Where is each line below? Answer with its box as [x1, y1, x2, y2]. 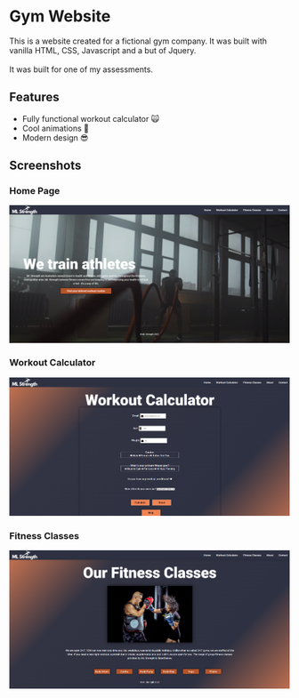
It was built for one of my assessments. [9, 64, 154, 75]
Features [9, 90, 60, 105]
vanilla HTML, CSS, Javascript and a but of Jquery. [9, 44, 197, 55]
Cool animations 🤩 [21, 123, 89, 133]
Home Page [9, 185, 61, 197]
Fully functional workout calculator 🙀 [21, 113, 160, 124]
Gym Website [9, 6, 111, 27]
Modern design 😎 [21, 132, 89, 143]
